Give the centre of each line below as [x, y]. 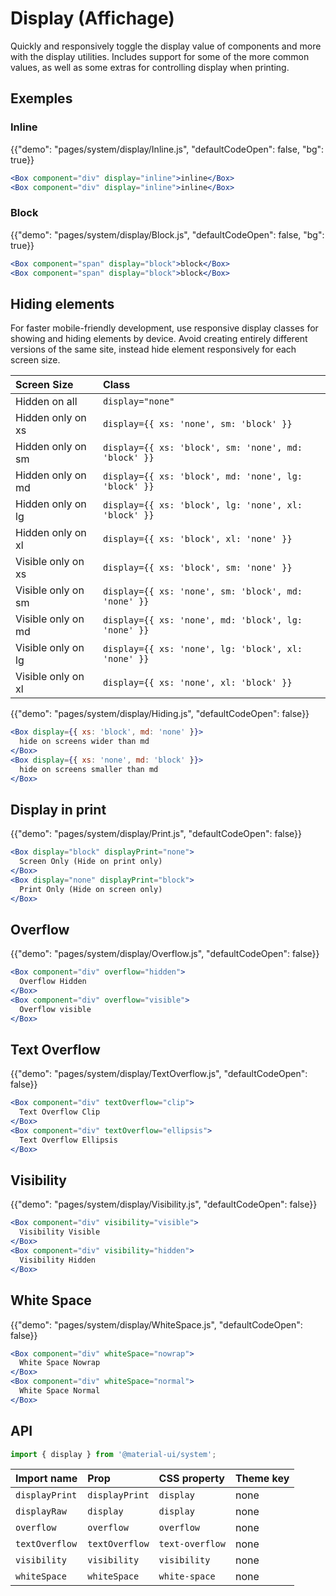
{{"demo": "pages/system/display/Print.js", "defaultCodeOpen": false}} [156, 834]
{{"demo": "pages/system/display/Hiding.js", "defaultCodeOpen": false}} [160, 714]
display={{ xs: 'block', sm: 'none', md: [202, 448]
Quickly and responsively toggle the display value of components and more [166, 46]
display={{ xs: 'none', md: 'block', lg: [202, 620]
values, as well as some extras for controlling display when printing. [150, 67]
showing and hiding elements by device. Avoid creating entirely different [159, 339]
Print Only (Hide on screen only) [91, 889]
